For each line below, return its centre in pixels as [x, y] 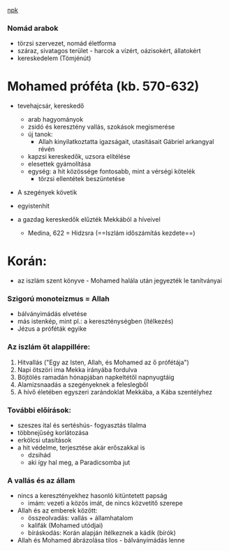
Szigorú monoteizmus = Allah [59, 299]
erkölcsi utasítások [44, 441]
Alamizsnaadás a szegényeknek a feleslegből [83, 385]
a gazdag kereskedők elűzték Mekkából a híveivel [89, 220]
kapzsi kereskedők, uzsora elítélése [79, 157]
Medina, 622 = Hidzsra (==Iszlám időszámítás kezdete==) [111, 233]
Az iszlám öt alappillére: [49, 347]
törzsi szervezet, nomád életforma [67, 43]
